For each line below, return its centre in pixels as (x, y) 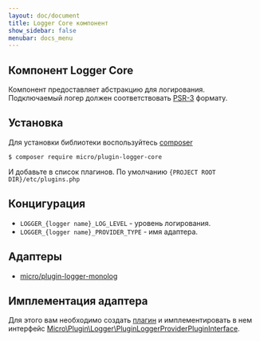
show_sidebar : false (43, 30)
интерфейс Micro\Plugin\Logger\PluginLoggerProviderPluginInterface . (124, 329)
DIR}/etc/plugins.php (44, 179)
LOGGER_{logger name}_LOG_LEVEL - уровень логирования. (115, 223)
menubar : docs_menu (41, 38)
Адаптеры (35, 257)
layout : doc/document (44, 16)
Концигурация (47, 204)
